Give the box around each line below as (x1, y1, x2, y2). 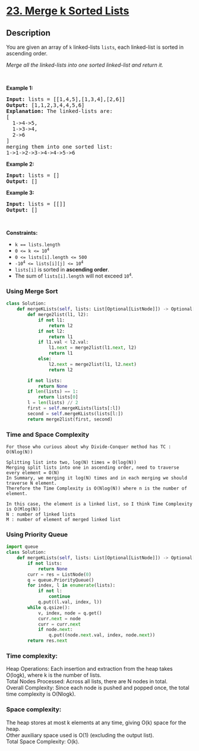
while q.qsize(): (27, 604, 70, 610)
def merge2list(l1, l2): (27, 312, 89, 318)
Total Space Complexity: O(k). (6, 738, 80, 745)
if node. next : (37, 627, 73, 633)
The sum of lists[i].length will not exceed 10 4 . (14, 272, 134, 279)
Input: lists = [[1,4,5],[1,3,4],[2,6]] (6, 96, 126, 102)
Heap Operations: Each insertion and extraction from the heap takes (6, 665, 173, 673)
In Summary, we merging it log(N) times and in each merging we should (6, 475, 187, 481)
